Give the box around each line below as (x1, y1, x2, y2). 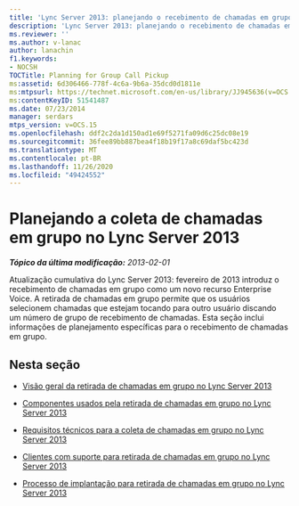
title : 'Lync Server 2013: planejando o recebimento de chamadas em (9, 12, 269, 22)
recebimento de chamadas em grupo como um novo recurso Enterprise (9, 284, 271, 295)
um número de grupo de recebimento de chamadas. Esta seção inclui (9, 313, 264, 323)
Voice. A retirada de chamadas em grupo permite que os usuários (9, 293, 251, 304)
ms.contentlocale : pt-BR (9, 153, 101, 163)
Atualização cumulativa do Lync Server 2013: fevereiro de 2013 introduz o (9, 274, 279, 285)
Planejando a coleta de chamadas (9, 208, 263, 229)
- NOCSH (9, 63, 38, 72)
